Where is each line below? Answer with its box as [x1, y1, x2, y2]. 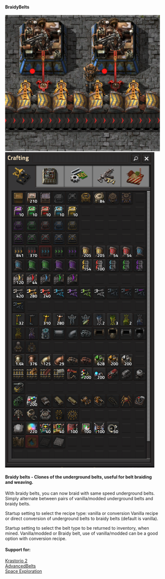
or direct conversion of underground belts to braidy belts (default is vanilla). [5, 515, 159, 521]
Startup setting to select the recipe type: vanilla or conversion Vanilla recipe [5, 510, 159, 516]
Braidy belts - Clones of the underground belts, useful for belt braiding [5, 474, 152, 480]
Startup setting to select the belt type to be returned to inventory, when [5, 525, 149, 531]
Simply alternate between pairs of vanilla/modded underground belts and [5, 495, 153, 501]
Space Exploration [5, 568, 42, 574]
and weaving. [5, 479, 33, 485]
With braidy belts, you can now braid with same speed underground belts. [5, 490, 155, 496]
